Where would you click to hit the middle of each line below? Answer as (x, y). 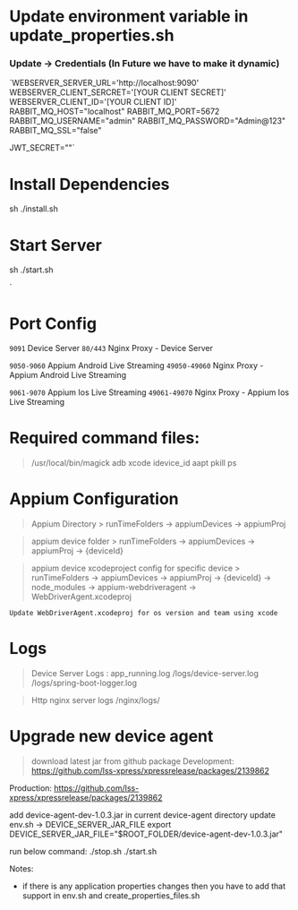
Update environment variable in (129, 17)
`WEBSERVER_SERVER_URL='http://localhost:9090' (104, 83)
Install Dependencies (89, 184)
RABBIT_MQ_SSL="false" (55, 131)
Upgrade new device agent (111, 737)
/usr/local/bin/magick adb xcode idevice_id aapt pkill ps (134, 463)
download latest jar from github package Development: (132, 761)
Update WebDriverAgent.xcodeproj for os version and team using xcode (144, 614)
